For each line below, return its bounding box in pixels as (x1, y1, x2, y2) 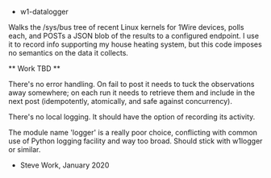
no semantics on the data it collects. (8, 48, 129, 57)
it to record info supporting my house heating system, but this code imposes (8, 39, 262, 49)
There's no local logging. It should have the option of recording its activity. (8, 112, 256, 122)
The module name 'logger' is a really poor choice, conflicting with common (8, 128, 258, 137)
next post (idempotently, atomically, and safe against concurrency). (8, 97, 232, 106)
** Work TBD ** (8, 64, 60, 73)
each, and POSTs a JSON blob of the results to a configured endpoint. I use (8, 31, 260, 40)
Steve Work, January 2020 (19, 160, 110, 170)
